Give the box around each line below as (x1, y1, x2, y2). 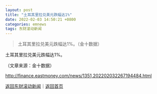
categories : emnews (5, 21, 47, 27)
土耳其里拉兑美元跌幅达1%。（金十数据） (17, 41, 103, 47)
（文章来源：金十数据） (5, 62, 54, 69)
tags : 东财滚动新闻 (5, 26, 42, 32)
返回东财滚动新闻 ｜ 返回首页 (5, 83, 64, 89)
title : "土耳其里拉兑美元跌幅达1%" (5, 12, 72, 17)
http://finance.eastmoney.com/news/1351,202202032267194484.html (5, 73, 152, 79)
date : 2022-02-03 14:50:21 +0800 (5, 17, 76, 22)
